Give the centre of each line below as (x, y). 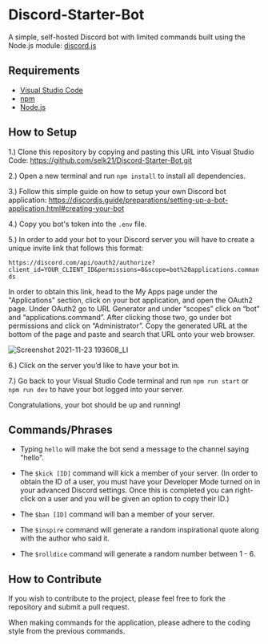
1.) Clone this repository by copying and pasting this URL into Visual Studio (131, 152)
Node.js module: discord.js (52, 45)
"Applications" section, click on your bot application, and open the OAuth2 (131, 300)
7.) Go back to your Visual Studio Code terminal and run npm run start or (129, 381)
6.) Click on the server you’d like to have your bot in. (94, 365)
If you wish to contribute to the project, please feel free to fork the (117, 598)
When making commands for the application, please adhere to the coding (129, 622)
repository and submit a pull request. (69, 607)
